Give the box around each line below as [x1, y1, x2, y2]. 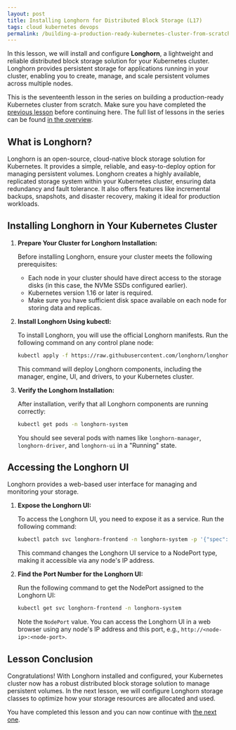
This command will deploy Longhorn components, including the [17, 365, 202, 373]
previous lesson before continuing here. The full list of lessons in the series [7, 108, 225, 116]
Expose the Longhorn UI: [17, 501, 91, 510]
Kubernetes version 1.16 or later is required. [27, 288, 153, 297]
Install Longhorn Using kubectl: [17, 317, 112, 325]
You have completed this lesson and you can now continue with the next [7, 708, 217, 716]
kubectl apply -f [17, 352, 69, 359]
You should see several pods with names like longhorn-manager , [17, 433, 202, 442]
